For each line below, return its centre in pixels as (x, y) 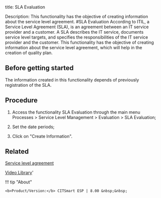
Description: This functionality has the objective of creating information (77, 16)
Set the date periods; (33, 127)
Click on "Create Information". (42, 136)
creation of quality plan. (29, 53)
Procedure (21, 100)
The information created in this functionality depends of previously (72, 79)
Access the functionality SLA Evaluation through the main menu (76, 112)
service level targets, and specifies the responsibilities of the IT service (77, 37)
